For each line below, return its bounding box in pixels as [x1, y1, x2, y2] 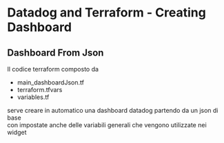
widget [7, 129, 27, 136]
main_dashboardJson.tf [17, 78, 85, 87]
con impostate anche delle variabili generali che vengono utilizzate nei [7, 121, 207, 129]
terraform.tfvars [17, 86, 63, 93]
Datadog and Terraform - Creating [7, 5, 207, 21]
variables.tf [17, 93, 50, 101]
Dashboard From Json [7, 47, 104, 58]
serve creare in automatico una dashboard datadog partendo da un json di [7, 107, 218, 114]
